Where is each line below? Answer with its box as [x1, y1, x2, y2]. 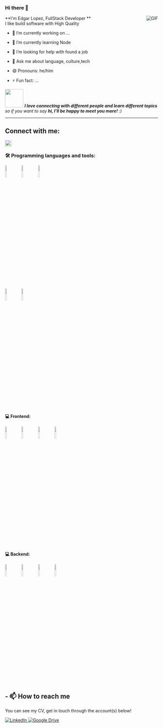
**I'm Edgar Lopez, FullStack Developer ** [5, 16, 91, 21]
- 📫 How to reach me [5, 692, 70, 701]
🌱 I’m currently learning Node [12, 39, 71, 45]
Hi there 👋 [5, 4, 29, 11]
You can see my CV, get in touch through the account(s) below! [5, 708, 132, 713]
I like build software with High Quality [5, 20, 80, 26]
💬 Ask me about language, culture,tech [12, 59, 90, 64]
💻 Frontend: [5, 413, 31, 419]
